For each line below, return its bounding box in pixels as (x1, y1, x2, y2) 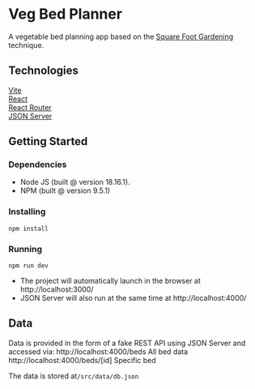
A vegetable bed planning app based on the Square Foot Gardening (8, 32, 234, 41)
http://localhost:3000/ (19, 284, 94, 294)
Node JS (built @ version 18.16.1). (19, 177, 131, 187)
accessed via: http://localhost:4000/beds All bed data (8, 346, 189, 357)
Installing (8, 206, 46, 217)
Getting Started (8, 135, 88, 148)
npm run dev (8, 262, 49, 270)
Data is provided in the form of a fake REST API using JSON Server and (8, 338, 246, 348)
